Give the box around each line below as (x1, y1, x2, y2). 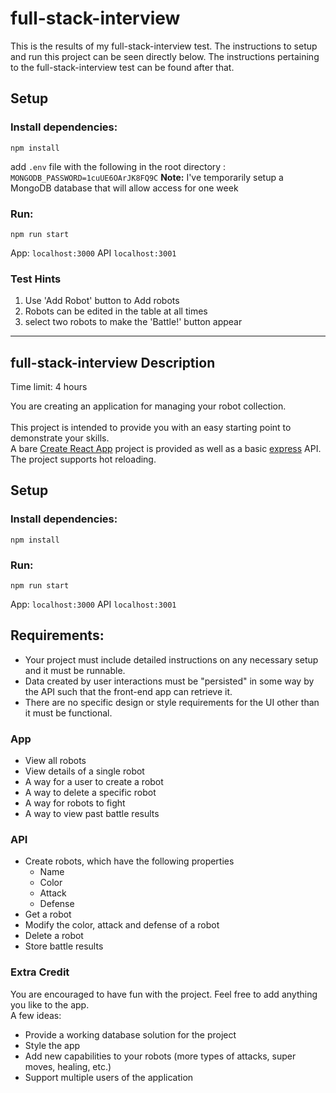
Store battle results (24, 940, 104, 952)
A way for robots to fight (24, 797, 126, 809)
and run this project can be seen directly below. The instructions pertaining (10, 50, 320, 62)
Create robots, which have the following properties (24, 855, 235, 867)
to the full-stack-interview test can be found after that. (10, 61, 235, 73)
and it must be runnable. (24, 664, 126, 676)
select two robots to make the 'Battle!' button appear (24, 316, 243, 328)
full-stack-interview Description (10, 354, 216, 371)
